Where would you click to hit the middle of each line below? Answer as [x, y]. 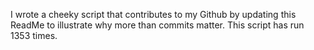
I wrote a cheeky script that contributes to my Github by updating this [153, 14]
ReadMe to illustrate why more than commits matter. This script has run [157, 25]
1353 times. [34, 35]
